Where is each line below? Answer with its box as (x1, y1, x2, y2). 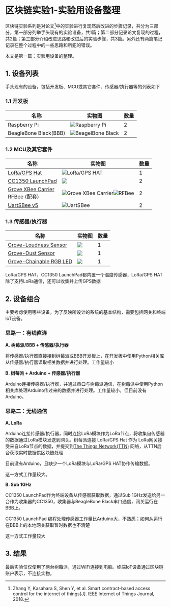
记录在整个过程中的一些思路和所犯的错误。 (5, 42, 95, 48)
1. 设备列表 (5, 69, 39, 78)
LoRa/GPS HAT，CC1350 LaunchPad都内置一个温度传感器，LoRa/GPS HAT (5, 272, 163, 278)
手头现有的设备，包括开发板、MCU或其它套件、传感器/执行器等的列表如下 (5, 84, 160, 90)
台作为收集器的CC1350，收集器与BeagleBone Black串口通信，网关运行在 (5, 498, 158, 504)
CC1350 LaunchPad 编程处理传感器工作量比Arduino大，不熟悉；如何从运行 (5, 516, 163, 522)
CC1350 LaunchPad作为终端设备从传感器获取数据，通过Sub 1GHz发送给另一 (5, 492, 165, 498)
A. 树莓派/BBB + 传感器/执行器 (5, 342, 69, 348)
